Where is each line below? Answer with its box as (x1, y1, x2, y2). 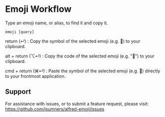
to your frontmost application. (5, 73, 66, 79)
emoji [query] (5, 29, 35, 34)
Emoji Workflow (5, 3, 72, 15)
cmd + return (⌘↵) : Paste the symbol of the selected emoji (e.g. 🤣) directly (5, 68, 161, 74)
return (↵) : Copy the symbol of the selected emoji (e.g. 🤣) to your (5, 38, 140, 44)
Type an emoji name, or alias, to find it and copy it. (5, 20, 108, 26)
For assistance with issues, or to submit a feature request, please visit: (5, 101, 149, 107)
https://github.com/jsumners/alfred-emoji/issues (5, 106, 105, 112)
